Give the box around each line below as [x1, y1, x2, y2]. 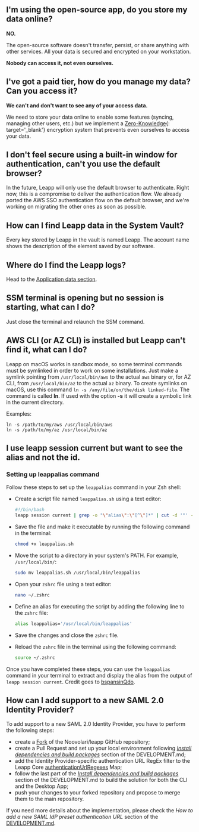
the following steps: [6, 727, 55, 734]
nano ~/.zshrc [14, 592, 50, 598]
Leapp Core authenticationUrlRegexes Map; [14, 763, 122, 771]
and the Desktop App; [14, 782, 69, 790]
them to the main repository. [14, 796, 84, 803]
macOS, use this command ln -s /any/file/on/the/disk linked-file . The [6, 386, 190, 393]
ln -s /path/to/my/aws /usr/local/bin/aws [6, 422, 113, 428]
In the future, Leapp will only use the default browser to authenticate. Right [6, 184, 189, 191]
